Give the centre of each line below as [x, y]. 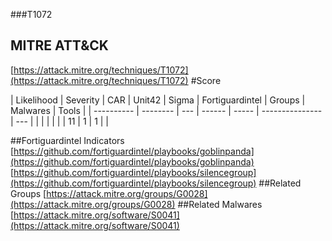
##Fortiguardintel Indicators [67, 140]
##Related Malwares [220, 204]
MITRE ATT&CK [59, 45]
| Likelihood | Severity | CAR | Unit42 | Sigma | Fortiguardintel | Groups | [158, 100]
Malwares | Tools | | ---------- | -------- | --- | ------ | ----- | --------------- [166, 110]
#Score [206, 80]
